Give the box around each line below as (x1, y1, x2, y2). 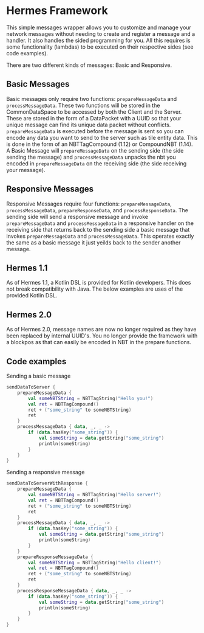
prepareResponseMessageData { (17, 554, 94, 560)
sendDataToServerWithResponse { (6, 480, 88, 486)
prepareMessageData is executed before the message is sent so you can (6, 127, 184, 134)
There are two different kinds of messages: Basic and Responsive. (6, 61, 172, 69)
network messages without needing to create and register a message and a (6, 30, 195, 37)
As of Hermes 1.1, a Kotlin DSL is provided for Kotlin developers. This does (6, 279, 191, 286)
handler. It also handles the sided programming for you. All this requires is (6, 36, 191, 44)
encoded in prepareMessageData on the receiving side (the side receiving (6, 159, 187, 167)
